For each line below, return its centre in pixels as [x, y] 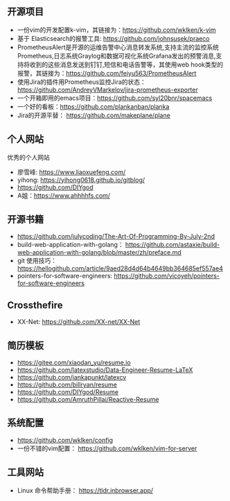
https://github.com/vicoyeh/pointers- [167, 276]
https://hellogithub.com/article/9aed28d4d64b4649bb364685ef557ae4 [120, 269]
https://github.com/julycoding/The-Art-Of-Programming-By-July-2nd [116, 237]
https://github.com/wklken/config [65, 440]
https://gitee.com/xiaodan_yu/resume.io [74, 363]
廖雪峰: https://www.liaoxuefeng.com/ [71, 172]
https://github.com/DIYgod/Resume [68, 392]
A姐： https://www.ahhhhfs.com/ [64, 195]
